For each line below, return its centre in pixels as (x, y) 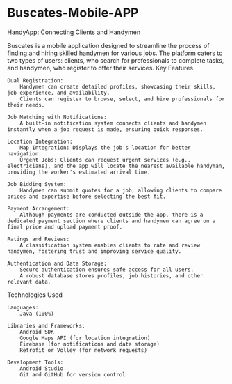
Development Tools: (35, 362)
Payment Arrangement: (39, 208)
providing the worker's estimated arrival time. (79, 172)
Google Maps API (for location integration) (85, 338)
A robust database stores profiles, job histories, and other (111, 276)
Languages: (23, 307)
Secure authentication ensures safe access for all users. (107, 270)
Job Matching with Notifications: (57, 117)
